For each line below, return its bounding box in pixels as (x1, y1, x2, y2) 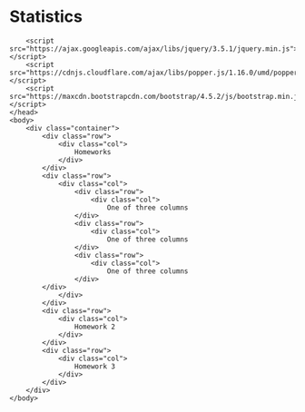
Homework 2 (74, 322, 116, 331)
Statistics (9, 6, 84, 27)
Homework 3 (74, 361, 116, 371)
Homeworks (74, 147, 112, 156)
